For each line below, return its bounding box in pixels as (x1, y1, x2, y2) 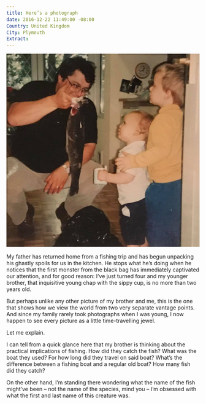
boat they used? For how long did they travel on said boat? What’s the (6, 354, 183, 362)
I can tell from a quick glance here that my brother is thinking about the (6, 341, 186, 348)
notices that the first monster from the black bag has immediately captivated (6, 266, 200, 273)
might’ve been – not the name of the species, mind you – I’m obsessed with (6, 386, 197, 393)
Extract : (6, 36, 29, 42)
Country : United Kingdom (6, 23, 70, 29)
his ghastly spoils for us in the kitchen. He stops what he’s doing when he (6, 260, 192, 267)
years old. (6, 286, 32, 293)
